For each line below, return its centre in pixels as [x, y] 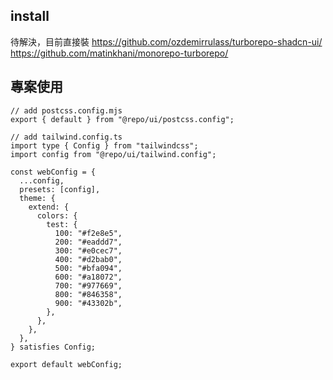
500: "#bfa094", [88, 268]
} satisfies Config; [53, 347]
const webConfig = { [53, 172]
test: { [62, 224]
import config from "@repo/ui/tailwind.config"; [113, 154]
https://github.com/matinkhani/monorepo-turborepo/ [119, 53]
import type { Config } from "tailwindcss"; [104, 145]
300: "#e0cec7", [88, 250]
